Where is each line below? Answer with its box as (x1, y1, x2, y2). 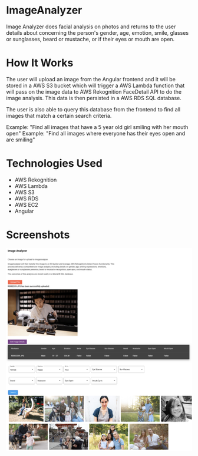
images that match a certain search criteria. (6, 112, 112, 119)
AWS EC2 (14, 201, 38, 208)
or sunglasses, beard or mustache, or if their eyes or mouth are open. (6, 35, 175, 42)
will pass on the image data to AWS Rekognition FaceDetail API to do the (6, 88, 181, 95)
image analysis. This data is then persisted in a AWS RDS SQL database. (6, 94, 181, 101)
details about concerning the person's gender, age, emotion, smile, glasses (6, 29, 189, 36)
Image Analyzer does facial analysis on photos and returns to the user (6, 23, 176, 30)
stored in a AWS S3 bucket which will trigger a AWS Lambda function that (6, 82, 185, 89)
